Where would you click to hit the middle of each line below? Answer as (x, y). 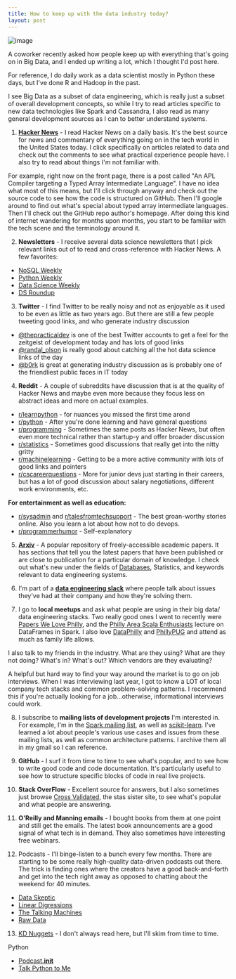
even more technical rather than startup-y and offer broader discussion (121, 436)
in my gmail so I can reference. (63, 747)
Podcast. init (36, 961)
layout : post (27, 20)
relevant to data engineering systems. (73, 574)
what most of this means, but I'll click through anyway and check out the (113, 190)
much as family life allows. (56, 639)
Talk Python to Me (44, 968)
